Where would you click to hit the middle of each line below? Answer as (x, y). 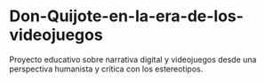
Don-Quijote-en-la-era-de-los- (127, 16)
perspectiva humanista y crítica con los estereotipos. (106, 69)
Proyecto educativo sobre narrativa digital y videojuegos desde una (133, 59)
